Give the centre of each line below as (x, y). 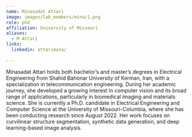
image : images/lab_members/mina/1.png (53, 17)
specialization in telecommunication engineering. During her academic (91, 84)
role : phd (18, 22)
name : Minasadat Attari (35, 11)
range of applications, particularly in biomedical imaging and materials (91, 97)
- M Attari (25, 39)
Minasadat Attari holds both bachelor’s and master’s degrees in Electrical (94, 71)
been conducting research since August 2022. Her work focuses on (88, 115)
